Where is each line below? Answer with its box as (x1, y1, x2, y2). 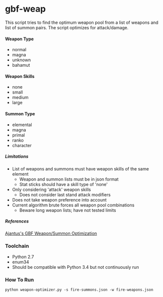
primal (12, 132, 25, 138)
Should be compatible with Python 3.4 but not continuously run (12, 264, 139, 270)
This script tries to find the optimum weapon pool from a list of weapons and (5, 19, 159, 25)
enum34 (12, 259, 29, 265)
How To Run (5, 276, 34, 283)
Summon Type (5, 111, 36, 116)
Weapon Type (5, 36, 34, 42)
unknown (12, 57, 31, 63)
